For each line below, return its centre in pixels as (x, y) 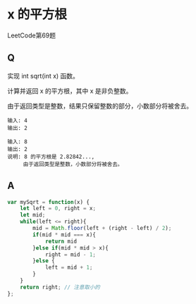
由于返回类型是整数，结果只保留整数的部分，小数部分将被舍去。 (100, 106)
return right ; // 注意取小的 (60, 287)
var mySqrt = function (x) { (49, 202)
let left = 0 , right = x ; (58, 209)
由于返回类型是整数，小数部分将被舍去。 (73, 164)
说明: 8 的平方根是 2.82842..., (51, 157)
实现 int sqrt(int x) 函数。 (43, 75)
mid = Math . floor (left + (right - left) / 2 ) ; (102, 229)
